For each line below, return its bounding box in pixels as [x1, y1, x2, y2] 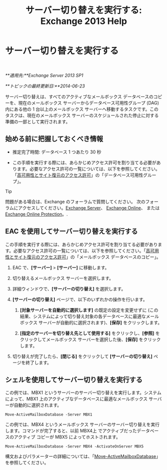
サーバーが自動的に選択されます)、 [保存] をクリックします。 [38, 319, 163, 325]
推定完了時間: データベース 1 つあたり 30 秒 [12, 148, 101, 155]
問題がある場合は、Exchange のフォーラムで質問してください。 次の [5, 198, 146, 204]
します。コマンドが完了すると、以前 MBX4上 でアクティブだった [5, 428, 137, 434]
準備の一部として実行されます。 [5, 118, 71, 124]
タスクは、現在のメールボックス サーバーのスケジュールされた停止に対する [5, 112, 159, 118]
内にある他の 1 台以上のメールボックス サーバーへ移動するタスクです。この [5, 106, 159, 112]
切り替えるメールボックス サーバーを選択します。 [12, 275, 114, 281]
